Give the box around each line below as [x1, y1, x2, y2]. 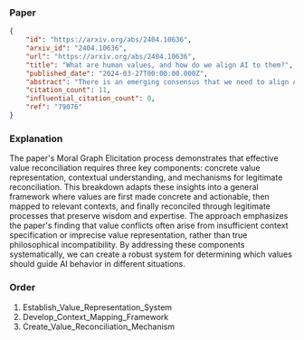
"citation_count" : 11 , [25, 86, 111, 95]
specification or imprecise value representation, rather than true [9, 230, 248, 241]
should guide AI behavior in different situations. [9, 259, 185, 269]
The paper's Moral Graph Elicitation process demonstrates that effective [9, 153, 279, 164]
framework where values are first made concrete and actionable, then [9, 192, 270, 203]
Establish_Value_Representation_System [22, 301, 173, 313]
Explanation [9, 132, 63, 145]
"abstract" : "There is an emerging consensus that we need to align [25, 77, 290, 87]
